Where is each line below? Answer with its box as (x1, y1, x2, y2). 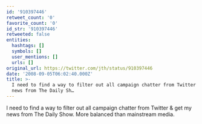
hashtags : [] (11, 43, 45, 49)
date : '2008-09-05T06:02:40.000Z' (6, 71, 94, 77)
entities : (6, 37, 31, 43)
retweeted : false (6, 31, 50, 38)
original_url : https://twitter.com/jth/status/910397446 (6, 65, 153, 71)
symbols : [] (11, 48, 42, 54)
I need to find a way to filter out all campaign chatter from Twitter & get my (6, 104, 192, 111)
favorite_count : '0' (6, 20, 59, 26)
